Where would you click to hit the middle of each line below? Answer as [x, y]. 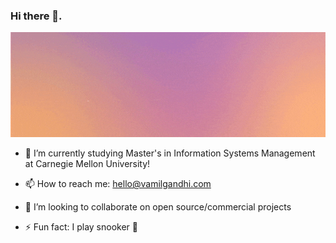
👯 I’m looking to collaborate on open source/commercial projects [158, 207]
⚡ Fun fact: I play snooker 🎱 [81, 227]
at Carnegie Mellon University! [87, 164]
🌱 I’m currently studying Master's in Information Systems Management [170, 153]
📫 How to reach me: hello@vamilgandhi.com [118, 184]
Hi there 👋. [36, 16]
